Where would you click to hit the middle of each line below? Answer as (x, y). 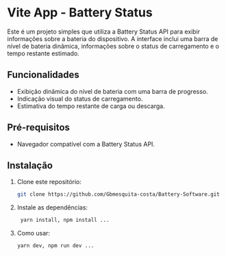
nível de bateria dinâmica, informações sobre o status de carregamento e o (113, 46)
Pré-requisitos (39, 128)
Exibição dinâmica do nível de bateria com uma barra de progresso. (113, 91)
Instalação (30, 165)
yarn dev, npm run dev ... (55, 246)
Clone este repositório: (49, 182)
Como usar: (33, 233)
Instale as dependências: (52, 207)
